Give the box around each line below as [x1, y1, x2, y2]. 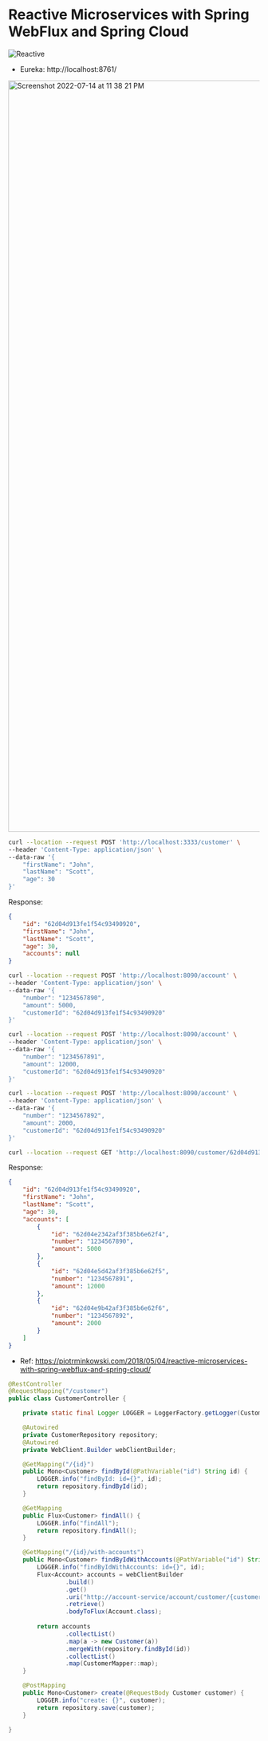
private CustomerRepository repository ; [22, 1430, 159, 1438]
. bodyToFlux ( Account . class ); [65, 1608, 162, 1616]
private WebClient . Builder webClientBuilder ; [22, 1446, 177, 1454]
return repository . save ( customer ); [37, 1703, 156, 1711]
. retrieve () [65, 1601, 105, 1608]
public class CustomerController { [8, 1395, 127, 1403]
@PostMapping [22, 1682, 66, 1690]
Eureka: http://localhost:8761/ [19, 64, 117, 73]
